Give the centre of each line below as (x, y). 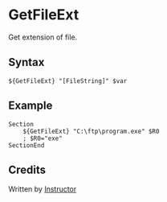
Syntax (26, 62)
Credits (27, 169)
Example (31, 106)
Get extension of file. (43, 37)
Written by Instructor (43, 189)
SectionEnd (26, 145)
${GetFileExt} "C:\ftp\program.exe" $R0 (91, 131)
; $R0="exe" (43, 138)
